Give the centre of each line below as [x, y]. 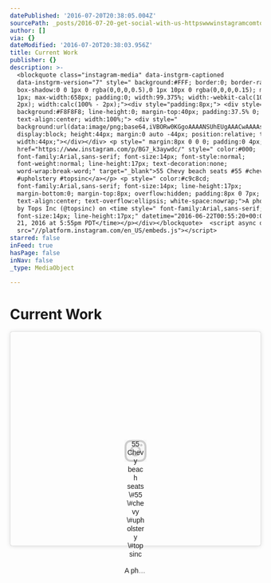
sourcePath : [29, 23]
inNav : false [31, 260]
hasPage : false [35, 253]
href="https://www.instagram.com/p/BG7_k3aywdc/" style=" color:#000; [137, 149]
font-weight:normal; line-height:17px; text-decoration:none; [122, 164]
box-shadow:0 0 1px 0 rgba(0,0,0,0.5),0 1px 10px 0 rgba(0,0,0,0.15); [137, 90]
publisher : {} [33, 61]
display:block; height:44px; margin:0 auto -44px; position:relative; [137, 134]
